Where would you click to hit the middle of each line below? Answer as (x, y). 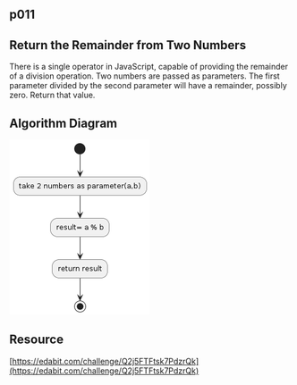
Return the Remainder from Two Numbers (128, 45)
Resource (37, 340)
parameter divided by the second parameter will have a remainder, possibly (148, 86)
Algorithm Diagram (64, 123)
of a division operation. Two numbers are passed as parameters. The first (144, 76)
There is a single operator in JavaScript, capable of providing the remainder (149, 67)
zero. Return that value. (52, 95)
